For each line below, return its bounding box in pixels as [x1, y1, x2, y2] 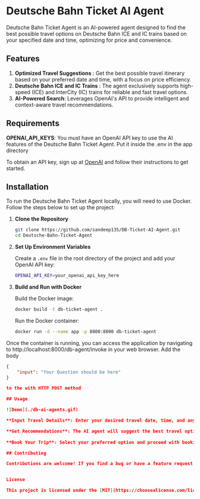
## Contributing [6, 450, 46, 456]
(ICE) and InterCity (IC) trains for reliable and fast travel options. [32, 88, 189, 96]
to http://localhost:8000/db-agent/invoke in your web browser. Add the [6, 346, 180, 353]
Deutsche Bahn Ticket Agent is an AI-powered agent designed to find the [6, 24, 186, 31]
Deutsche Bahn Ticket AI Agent [6, 4, 164, 18]
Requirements [6, 118, 60, 128]
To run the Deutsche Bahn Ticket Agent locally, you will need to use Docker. [6, 197, 192, 205]
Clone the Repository [14, 215, 68, 222]
